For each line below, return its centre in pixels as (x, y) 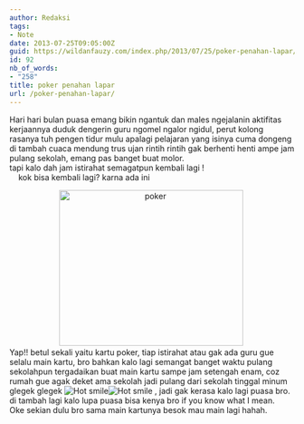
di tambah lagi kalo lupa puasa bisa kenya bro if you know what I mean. (142, 400)
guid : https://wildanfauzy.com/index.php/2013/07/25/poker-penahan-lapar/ (153, 52)
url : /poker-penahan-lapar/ (62, 93)
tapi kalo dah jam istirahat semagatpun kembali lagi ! (107, 168)
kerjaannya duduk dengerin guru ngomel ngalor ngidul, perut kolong (137, 129)
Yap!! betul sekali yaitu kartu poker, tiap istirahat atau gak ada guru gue (142, 352)
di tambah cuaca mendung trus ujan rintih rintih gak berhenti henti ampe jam (152, 148)
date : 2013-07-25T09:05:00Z (62, 43)
